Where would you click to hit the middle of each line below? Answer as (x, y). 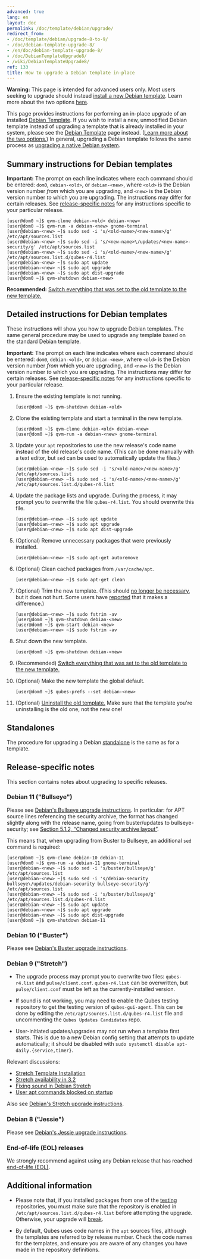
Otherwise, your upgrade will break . (59, 1219)
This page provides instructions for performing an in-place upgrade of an (97, 114)
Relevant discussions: (33, 1062)
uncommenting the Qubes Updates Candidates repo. (78, 1020)
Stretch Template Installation (50, 1073)
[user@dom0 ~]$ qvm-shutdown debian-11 (56, 920)
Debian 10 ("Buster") (37, 935)
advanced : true (26, 12)
